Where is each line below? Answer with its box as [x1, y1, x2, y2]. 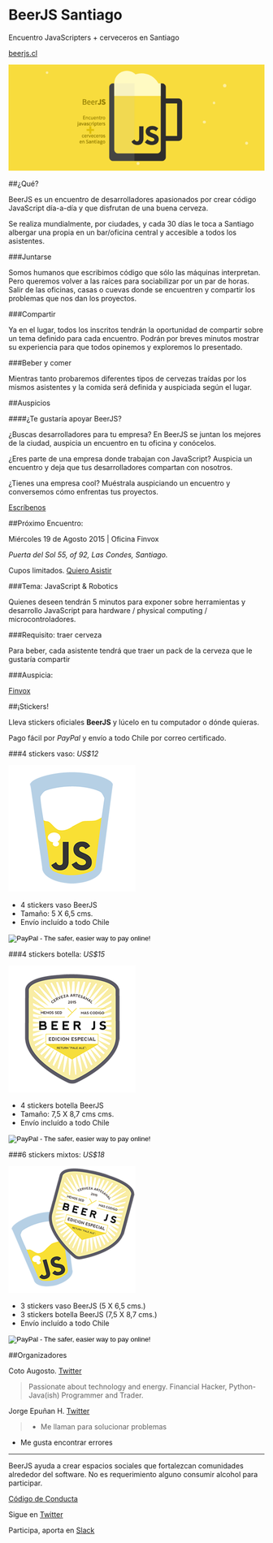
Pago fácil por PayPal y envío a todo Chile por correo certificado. [8, 733, 227, 743]
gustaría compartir [8, 655, 71, 664]
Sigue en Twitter [8, 1510, 63, 1519]
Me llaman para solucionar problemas [40, 1422, 167, 1432]
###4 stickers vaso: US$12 [8, 749, 99, 759]
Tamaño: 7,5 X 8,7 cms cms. [19, 1109, 115, 1119]
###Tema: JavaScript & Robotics [8, 581, 119, 591]
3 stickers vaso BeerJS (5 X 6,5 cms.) [19, 1301, 146, 1311]
